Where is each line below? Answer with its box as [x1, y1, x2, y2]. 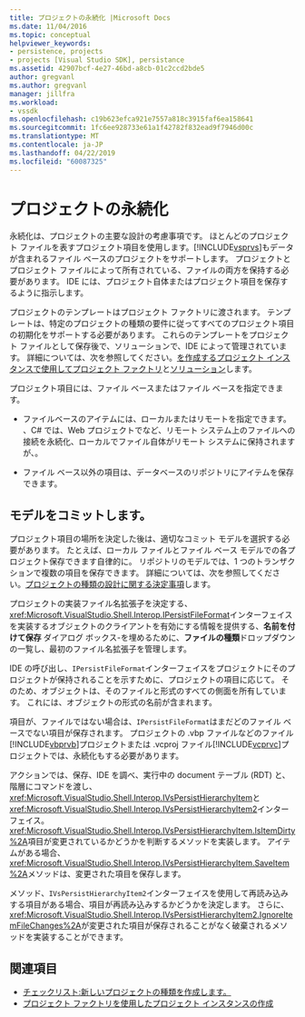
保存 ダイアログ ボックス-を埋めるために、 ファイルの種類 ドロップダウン [25, 633, 296, 643]
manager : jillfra [9, 89, 75, 98]
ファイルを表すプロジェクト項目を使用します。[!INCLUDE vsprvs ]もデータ [19, 242, 294, 253]
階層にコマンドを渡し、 [9, 781, 97, 792]
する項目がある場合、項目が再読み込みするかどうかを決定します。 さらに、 [9, 899, 290, 910]
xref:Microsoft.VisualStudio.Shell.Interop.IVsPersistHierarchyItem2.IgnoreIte [9, 910, 293, 921]
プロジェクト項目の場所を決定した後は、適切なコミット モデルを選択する [9, 533, 282, 544]
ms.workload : [9, 97, 59, 107]
